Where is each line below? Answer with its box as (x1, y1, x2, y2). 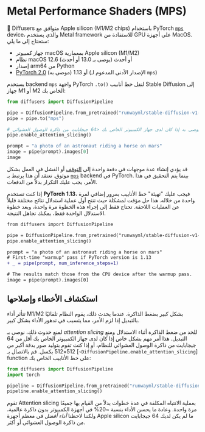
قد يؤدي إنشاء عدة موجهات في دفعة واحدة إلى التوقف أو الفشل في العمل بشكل (7, 165, 188, 172)
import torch (7, 372, 40, 378)
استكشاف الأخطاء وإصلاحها (7, 294, 98, 304)
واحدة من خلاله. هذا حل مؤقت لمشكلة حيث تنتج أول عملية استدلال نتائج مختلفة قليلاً (7, 196, 195, 204)
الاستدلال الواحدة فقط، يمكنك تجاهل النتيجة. (7, 209, 106, 217)
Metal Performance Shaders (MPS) (7, 4, 187, 18)
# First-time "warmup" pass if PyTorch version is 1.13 (7, 255, 151, 261)
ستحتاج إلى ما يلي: (7, 37, 49, 44)
